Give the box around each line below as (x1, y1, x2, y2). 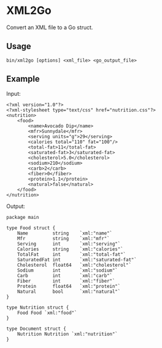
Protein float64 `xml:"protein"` (17, 283, 121, 289)
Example (6, 74, 40, 84)
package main (6, 214, 39, 220)
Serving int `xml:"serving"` (17, 241, 121, 247)
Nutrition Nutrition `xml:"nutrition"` (17, 331, 118, 337)
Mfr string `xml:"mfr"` (17, 235, 110, 241)
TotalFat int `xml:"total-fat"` (17, 251, 126, 258)
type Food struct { (6, 225, 56, 231)
